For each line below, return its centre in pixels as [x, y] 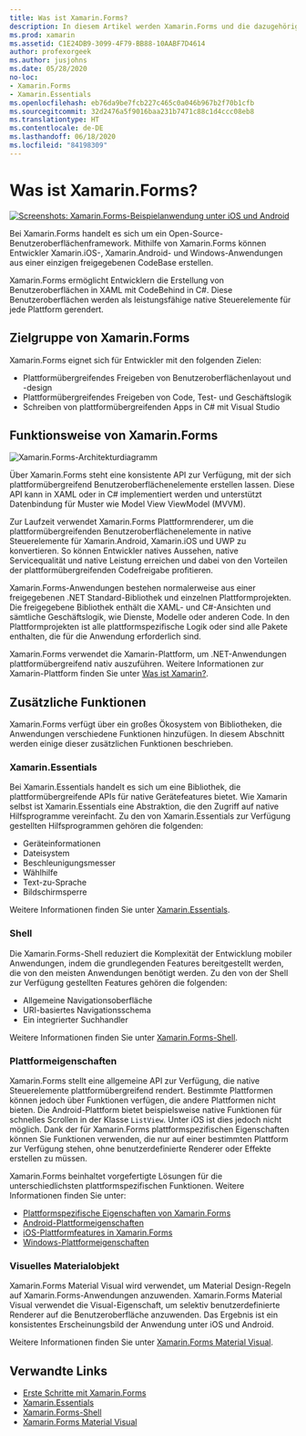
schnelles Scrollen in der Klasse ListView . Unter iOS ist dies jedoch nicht [146, 1120]
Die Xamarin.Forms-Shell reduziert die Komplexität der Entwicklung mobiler [151, 953]
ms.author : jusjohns [49, 60]
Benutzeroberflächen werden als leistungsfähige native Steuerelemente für [150, 299]
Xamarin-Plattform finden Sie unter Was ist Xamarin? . [109, 674]
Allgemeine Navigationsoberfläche [87, 1000]
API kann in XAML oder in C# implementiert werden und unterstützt [136, 495]
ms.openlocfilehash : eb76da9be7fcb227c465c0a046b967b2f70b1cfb [132, 103]
